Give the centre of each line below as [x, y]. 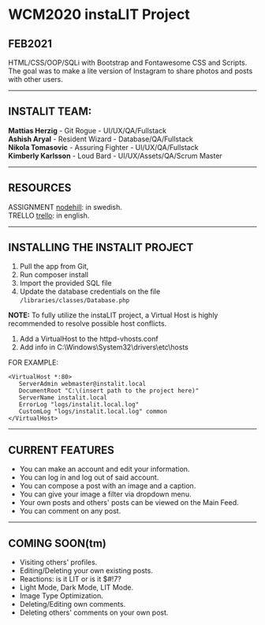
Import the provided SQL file [65, 283]
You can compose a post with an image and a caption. [108, 486]
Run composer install [54, 275]
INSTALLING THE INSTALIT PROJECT [101, 247]
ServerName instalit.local [63, 398]
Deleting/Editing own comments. [73, 604]
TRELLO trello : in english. [49, 215]
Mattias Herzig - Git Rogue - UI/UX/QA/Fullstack [88, 130]
